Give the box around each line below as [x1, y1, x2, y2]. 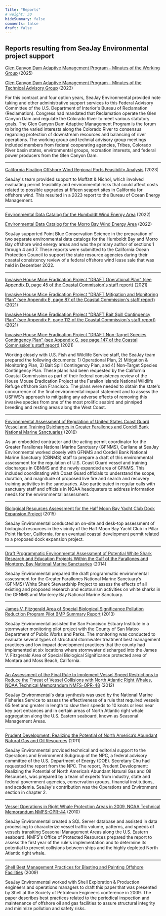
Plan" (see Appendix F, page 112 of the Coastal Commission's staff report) [5, 316, 156, 322]
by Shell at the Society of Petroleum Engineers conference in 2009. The [5, 889, 152, 895]
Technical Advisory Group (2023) [5, 85, 73, 91]
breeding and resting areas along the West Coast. [5, 404, 106, 410]
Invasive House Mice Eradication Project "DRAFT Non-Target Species [5, 331, 147, 337]
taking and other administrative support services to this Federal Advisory [5, 100, 154, 105]
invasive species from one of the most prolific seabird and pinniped [5, 399, 142, 405]
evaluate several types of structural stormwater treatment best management [5, 636, 161, 642]
